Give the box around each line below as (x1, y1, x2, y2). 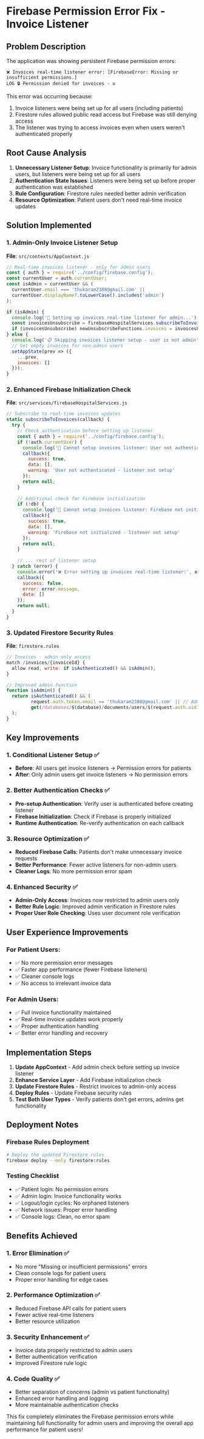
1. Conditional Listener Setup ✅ (6, 751, 100, 760)
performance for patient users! (6, 1426, 83, 1434)
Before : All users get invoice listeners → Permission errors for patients (15, 764, 191, 772)
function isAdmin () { (6, 687, 61, 693)
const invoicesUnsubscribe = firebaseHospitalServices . (12, 320, 156, 326)
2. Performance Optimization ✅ (6, 1291, 101, 1299)
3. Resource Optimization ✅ (6, 834, 90, 843)
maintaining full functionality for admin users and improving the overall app (6, 1420, 194, 1427)
